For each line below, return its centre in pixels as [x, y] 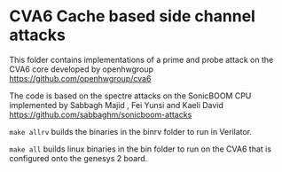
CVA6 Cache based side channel [132, 16]
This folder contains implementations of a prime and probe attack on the [141, 59]
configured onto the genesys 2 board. [78, 158]
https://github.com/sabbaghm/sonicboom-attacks [101, 114]
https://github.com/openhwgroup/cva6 [80, 78]
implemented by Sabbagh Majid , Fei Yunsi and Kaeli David [117, 105]
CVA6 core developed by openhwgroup [81, 69]
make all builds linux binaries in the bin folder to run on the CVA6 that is [141, 149]
